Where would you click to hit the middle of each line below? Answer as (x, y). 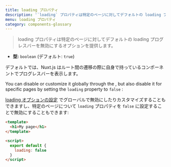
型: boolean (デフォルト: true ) (44, 57)
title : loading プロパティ (32, 10)
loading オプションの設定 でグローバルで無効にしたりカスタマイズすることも (85, 100)
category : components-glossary (38, 24)
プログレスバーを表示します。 (50, 74)
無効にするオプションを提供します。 (78, 46)
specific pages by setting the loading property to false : (64, 89)
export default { (28, 146)
